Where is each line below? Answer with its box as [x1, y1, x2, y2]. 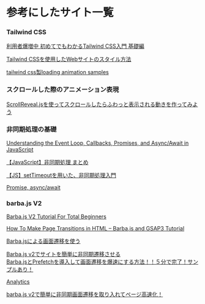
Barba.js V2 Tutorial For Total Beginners [6, 213, 107, 221]
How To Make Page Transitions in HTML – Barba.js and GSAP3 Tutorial [6, 225, 185, 232]
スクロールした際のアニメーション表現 [6, 85, 119, 94]
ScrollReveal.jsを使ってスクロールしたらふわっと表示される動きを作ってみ [6, 101, 193, 108]
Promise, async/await [6, 184, 61, 191]
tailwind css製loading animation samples [6, 69, 109, 76]
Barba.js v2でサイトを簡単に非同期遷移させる [6, 251, 121, 258]
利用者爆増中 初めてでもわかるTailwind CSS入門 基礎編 [6, 42, 145, 50]
